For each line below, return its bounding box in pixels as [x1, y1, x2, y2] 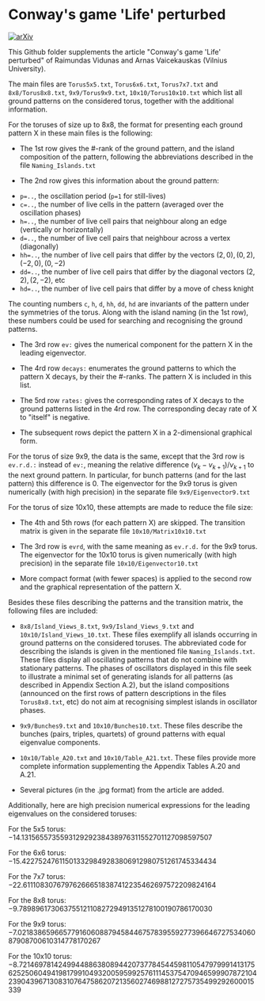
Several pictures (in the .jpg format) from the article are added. [19, 785, 225, 794]
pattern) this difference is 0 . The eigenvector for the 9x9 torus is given [8, 478, 237, 488]
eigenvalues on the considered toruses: [8, 809, 137, 818]
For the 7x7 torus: [8, 871, 66, 881]
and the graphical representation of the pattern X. [19, 582, 182, 592]
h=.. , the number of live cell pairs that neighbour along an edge [19, 216, 227, 226]
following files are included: [8, 606, 98, 615]
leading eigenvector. [19, 348, 87, 357]
